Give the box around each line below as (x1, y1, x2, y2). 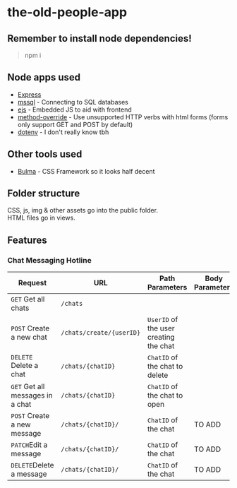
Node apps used (7, 71, 81, 83)
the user (147, 323, 175, 333)
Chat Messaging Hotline (7, 255, 92, 265)
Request (18, 278, 47, 288)
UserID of (147, 315, 178, 325)
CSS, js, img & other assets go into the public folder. (7, 206, 159, 215)
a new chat (11, 333, 47, 343)
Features (7, 234, 47, 246)
